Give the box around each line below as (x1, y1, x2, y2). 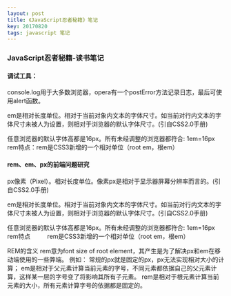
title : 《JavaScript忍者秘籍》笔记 (7, 17, 99, 23)
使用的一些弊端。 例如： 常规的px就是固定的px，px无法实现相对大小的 (19, 255, 219, 264)
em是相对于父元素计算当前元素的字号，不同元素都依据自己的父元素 (20, 264, 212, 272)
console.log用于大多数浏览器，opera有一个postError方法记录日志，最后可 (7, 88, 217, 96)
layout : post (7, 10, 45, 17)
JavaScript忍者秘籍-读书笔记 (7, 53, 105, 63)
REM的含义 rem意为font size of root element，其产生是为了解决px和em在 (7, 246, 215, 255)
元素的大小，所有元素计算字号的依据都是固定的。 (7, 281, 146, 289)
